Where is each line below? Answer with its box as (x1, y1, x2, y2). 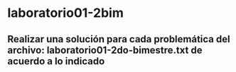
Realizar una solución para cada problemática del (7, 33, 230, 45)
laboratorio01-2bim (7, 5, 124, 21)
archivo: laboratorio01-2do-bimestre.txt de (7, 44, 203, 56)
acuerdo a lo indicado (7, 55, 105, 67)
